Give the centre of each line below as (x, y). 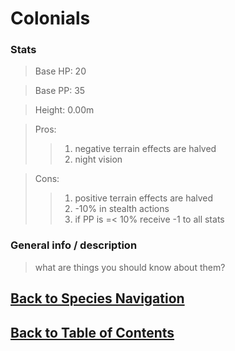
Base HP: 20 (60, 71)
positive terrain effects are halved (144, 198)
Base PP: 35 (60, 91)
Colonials (50, 18)
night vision (98, 159)
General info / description (74, 245)
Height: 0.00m (64, 110)
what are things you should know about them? (130, 267)
